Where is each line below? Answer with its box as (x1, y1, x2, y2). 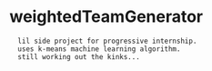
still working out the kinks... (17, 52, 141, 61)
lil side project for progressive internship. (17, 36, 197, 46)
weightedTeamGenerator (9, 6, 204, 27)
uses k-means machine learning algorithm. (17, 44, 181, 54)
